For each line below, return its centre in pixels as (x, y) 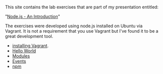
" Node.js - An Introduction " (33, 16)
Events (19, 61)
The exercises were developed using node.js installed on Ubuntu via (74, 26)
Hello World (24, 51)
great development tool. (29, 36)
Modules (21, 56)
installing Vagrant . (30, 46)
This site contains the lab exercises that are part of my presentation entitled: (82, 7)
